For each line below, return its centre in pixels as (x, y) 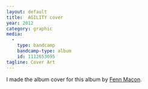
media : (14, 34)
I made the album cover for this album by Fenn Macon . (74, 79)
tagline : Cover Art (31, 62)
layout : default (27, 12)
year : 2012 (20, 23)
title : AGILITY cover (35, 17)
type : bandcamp (36, 46)
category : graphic (29, 29)
